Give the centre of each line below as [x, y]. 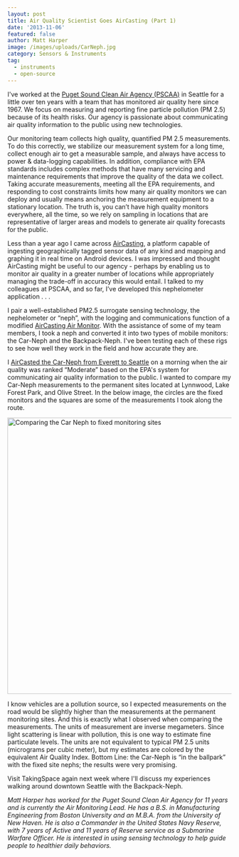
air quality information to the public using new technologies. [95, 124]
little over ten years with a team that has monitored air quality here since [113, 101]
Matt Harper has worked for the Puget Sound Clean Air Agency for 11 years [118, 800]
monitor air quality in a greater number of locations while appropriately [111, 274]
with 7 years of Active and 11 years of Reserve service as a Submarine [111, 830]
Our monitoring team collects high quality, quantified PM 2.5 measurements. [119, 138]
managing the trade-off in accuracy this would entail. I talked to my [106, 281]
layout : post [27, 14]
